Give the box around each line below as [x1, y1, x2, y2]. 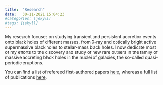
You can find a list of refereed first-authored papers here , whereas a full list [5, 69, 158, 75]
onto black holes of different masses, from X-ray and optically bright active [5, 39, 157, 45]
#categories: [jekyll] [5, 16, 51, 21]
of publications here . [5, 74, 47, 80]
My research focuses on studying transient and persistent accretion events [5, 34, 157, 40]
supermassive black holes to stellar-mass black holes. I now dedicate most [5, 44, 156, 50]
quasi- [145, 54, 158, 61]
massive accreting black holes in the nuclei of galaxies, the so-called [5, 54, 144, 61]
